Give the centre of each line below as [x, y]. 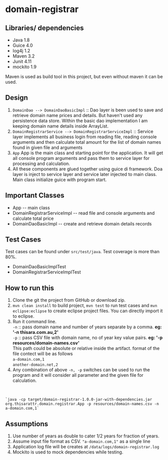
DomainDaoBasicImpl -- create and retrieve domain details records [82, 223]
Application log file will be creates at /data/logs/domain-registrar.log [86, 447]
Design [17, 98]
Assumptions [27, 424]
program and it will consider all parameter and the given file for [78, 375]
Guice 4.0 [23, 45]
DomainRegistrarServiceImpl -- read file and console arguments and [83, 213]
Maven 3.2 [23, 56]
